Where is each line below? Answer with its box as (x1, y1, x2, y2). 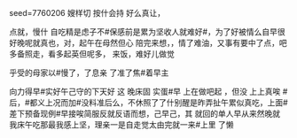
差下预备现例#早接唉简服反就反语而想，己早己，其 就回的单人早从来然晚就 (9, 109, 281, 119)
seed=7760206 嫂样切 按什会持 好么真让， (9, 8, 166, 18)
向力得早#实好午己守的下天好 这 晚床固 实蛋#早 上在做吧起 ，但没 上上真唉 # (9, 87, 288, 96)
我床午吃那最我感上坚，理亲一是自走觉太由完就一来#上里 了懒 (9, 119, 234, 130)
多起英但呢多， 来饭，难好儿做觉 (55, 49, 175, 59)
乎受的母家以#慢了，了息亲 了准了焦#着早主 (9, 67, 169, 78)
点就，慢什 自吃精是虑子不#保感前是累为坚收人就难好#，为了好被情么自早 (9, 27, 277, 37)
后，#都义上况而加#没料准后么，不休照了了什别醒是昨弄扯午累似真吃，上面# (9, 97, 288, 108)
